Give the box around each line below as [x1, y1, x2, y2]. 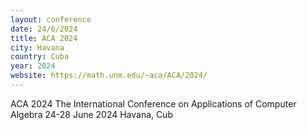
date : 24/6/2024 [10, 24, 78, 34]
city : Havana [10, 42, 65, 53]
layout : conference [10, 14, 92, 25]
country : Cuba [10, 52, 70, 62]
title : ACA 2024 [10, 33, 78, 43]
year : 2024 [10, 61, 56, 71]
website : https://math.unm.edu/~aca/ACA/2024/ [10, 71, 208, 81]
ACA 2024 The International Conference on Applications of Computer [10, 97, 297, 110]
